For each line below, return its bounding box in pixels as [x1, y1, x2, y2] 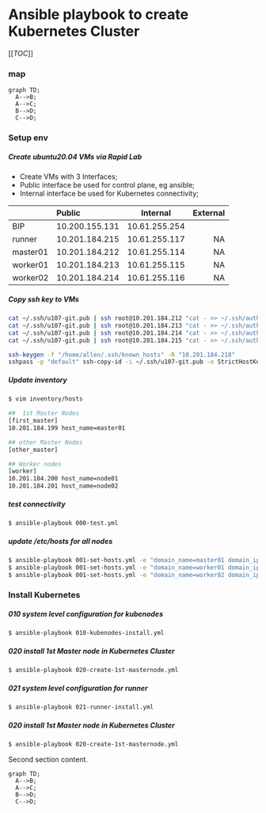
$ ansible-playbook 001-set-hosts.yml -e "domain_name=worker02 [8, 571, 225, 579]
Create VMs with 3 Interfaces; [19, 172, 118, 181]
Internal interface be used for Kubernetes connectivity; [19, 188, 199, 199]
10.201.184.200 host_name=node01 [8, 475, 119, 483]
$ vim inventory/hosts [8, 395, 83, 403]
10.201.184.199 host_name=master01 [8, 424, 126, 432]
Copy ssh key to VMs [8, 294, 79, 304]
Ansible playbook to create [8, 6, 188, 24]
